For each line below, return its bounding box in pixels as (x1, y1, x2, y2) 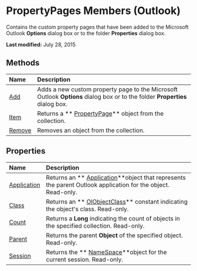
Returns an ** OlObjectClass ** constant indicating (46, 197, 188, 205)
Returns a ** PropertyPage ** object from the (37, 109, 164, 118)
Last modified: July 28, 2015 (6, 41, 76, 48)
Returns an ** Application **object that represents (46, 173, 186, 181)
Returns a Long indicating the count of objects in (46, 214, 181, 222)
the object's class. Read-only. (46, 205, 129, 213)
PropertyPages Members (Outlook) (6, 4, 181, 18)
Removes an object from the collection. (37, 126, 145, 134)
